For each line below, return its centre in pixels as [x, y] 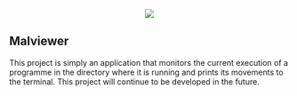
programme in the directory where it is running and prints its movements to [146, 72]
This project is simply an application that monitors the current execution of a [149, 62]
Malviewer [39, 41]
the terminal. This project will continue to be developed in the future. [134, 81]
